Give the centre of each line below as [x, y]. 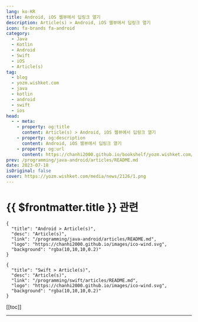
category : [18, 34]
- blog [19, 77]
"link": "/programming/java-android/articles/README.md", [84, 239]
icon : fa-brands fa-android [41, 28]
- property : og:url [41, 149]
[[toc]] [14, 307]
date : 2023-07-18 [27, 165]
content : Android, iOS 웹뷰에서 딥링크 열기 [72, 143]
